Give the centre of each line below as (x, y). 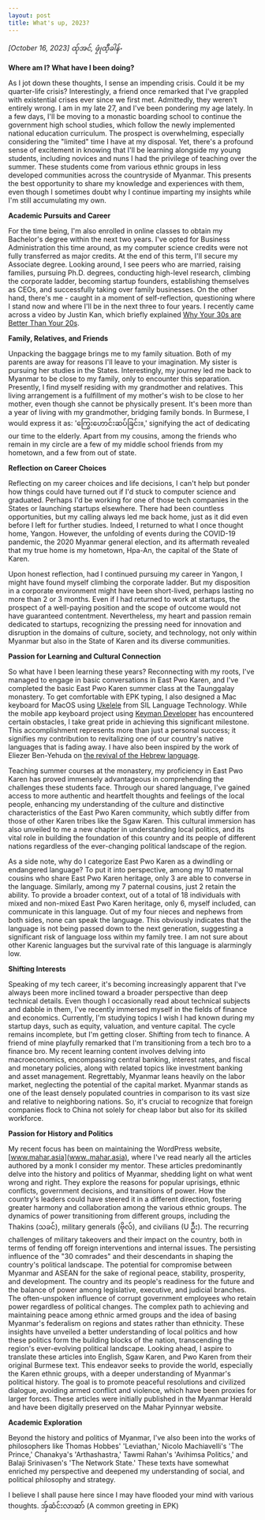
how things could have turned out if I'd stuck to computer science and (122, 491)
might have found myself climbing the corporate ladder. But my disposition (129, 582)
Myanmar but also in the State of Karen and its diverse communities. (119, 640)
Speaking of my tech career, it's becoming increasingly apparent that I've (127, 984)
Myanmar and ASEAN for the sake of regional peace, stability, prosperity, (127, 1273)
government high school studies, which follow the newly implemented (121, 125)
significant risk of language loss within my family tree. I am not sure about (128, 936)
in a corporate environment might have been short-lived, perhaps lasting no (131, 590)
